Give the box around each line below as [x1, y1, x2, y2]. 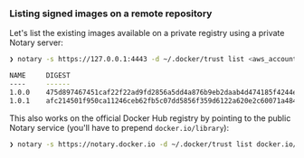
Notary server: [9, 37, 63, 48]
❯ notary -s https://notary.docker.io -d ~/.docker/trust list [9, 139, 253, 149]
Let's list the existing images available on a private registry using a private [9, 28, 285, 39]
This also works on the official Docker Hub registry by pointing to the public [9, 112, 291, 124]
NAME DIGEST [9, 71, 71, 80]
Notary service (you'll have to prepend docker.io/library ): [9, 122, 229, 133]
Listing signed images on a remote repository [9, 7, 213, 20]
